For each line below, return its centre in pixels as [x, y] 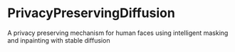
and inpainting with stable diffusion [59, 40]
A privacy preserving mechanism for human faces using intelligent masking [118, 33]
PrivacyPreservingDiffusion [92, 13]
